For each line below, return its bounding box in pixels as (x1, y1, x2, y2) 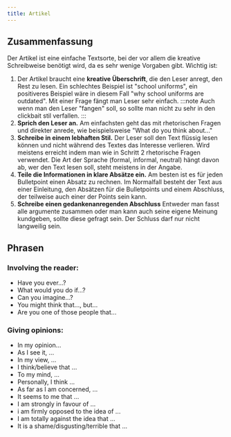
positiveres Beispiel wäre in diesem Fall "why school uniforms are (17, 89, 204, 98)
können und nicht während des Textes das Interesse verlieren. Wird (17, 141, 210, 150)
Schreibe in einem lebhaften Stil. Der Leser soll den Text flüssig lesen (17, 134, 218, 142)
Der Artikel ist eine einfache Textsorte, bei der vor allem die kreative (7, 54, 201, 62)
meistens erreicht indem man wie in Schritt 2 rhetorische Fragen (17, 148, 201, 157)
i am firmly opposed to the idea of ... (17, 407, 121, 416)
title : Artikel (7, 10, 51, 17)
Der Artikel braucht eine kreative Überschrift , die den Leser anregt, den (17, 75, 223, 83)
